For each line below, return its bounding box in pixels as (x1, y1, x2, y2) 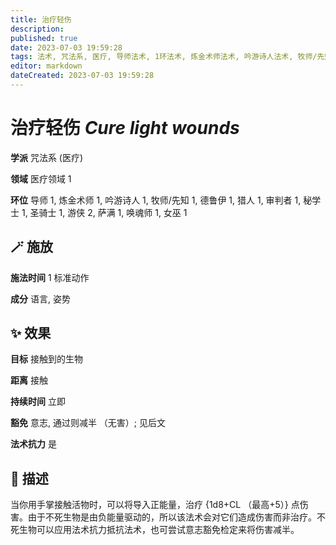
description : (10, 24, 65, 34)
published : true (10, 33, 78, 43)
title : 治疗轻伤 (10, 14, 72, 25)
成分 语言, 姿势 (10, 292, 71, 305)
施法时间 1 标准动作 (10, 271, 90, 283)
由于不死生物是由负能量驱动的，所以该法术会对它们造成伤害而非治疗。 (27, 511, 317, 523)
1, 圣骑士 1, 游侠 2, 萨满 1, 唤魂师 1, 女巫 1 (21, 206, 188, 218)
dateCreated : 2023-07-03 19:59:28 (10, 71, 155, 81)
